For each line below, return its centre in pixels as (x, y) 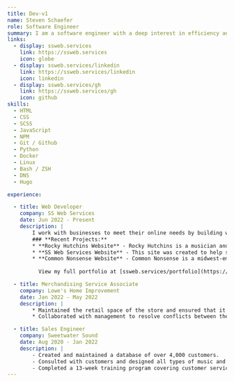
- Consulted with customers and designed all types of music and (129, 361)
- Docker (26, 156)
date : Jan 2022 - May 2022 (59, 297)
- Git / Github (36, 143)
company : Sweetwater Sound (59, 336)
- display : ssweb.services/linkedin (67, 65)
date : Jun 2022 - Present (57, 220)
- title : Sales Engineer (49, 329)
